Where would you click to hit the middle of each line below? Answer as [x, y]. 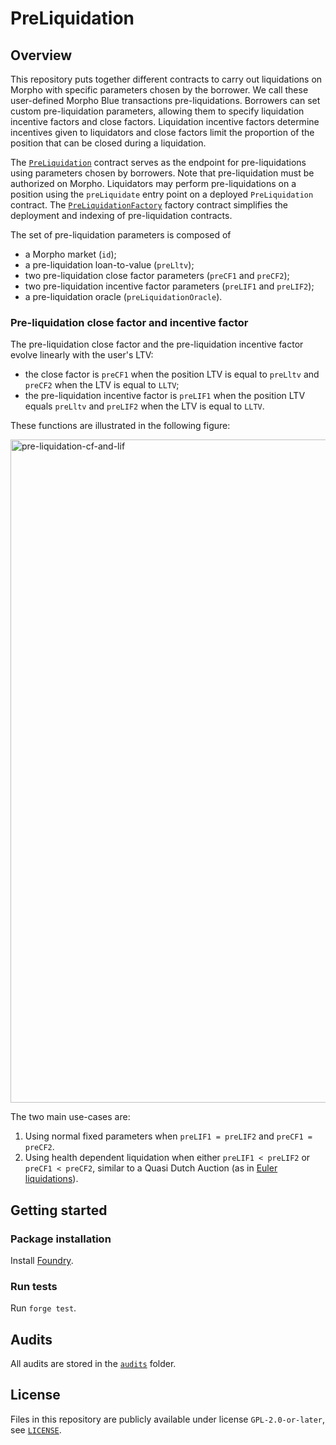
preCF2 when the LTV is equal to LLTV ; [102, 385]
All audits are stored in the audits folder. [93, 1364]
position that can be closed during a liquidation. [108, 143]
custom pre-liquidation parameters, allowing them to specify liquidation [157, 111]
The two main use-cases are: [70, 1117]
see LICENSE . [36, 1429]
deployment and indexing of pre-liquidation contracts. [121, 215]
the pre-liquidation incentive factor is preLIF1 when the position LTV [165, 396]
